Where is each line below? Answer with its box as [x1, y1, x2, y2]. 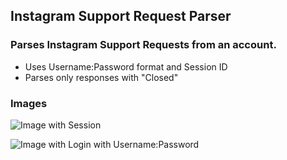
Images [10, 96, 48, 110]
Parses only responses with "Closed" [24, 71, 179, 83]
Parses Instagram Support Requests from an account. [10, 38, 277, 52]
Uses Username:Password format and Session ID [24, 60, 228, 73]
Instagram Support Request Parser [10, 8, 232, 25]
